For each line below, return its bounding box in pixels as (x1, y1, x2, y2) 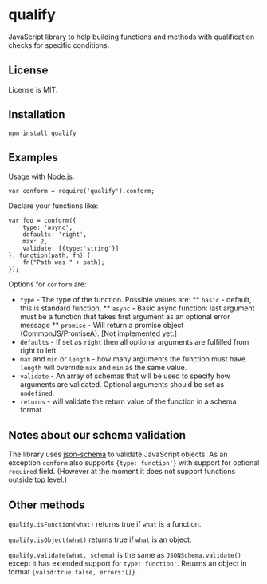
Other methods (8, 498, 85, 511)
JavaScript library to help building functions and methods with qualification (8, 32, 255, 41)
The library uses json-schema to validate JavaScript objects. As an (8, 449, 228, 460)
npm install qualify (8, 129, 77, 137)
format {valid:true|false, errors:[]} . (8, 567, 138, 576)
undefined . (19, 389, 55, 398)
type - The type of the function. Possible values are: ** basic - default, (19, 295, 252, 305)
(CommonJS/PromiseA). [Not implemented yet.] (19, 329, 178, 338)
